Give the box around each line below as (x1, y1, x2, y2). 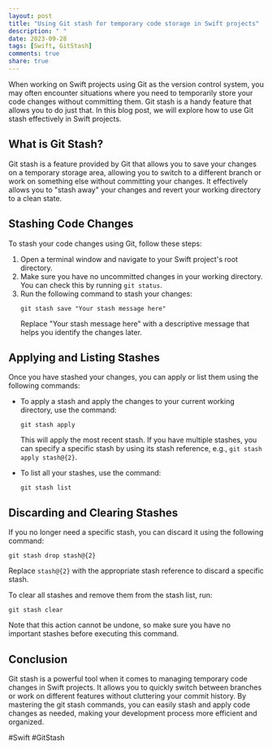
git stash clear (8, 606, 63, 614)
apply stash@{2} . (19, 452, 78, 463)
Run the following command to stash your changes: (19, 289, 192, 299)
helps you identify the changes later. (19, 327, 142, 337)
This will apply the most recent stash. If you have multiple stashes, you (19, 435, 257, 445)
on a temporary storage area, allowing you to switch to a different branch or (8, 167, 261, 177)
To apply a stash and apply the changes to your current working (19, 397, 235, 407)
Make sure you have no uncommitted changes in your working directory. (19, 271, 263, 281)
